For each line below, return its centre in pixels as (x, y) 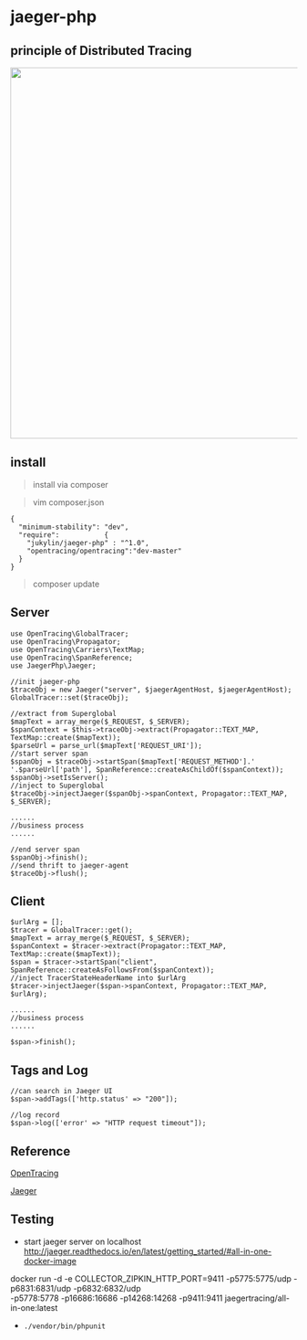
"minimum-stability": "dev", (74, 527)
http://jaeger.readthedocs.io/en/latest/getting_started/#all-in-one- (148, 1251)
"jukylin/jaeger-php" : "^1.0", (88, 543)
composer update (66, 584)
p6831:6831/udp (41, 1288)
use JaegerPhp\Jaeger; (53, 665)
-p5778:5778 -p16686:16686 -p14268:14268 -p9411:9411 (117, 1298)
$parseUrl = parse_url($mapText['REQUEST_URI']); (107, 745)
